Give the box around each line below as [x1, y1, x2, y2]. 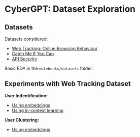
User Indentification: [4, 92, 48, 99]
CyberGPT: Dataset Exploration [4, 3, 136, 15]
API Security [11, 56, 37, 62]
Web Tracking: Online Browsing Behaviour [11, 46, 98, 51]
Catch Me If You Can [11, 51, 54, 56]
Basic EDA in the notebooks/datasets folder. [4, 65, 93, 71]
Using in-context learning [11, 107, 64, 113]
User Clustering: [4, 117, 39, 123]
